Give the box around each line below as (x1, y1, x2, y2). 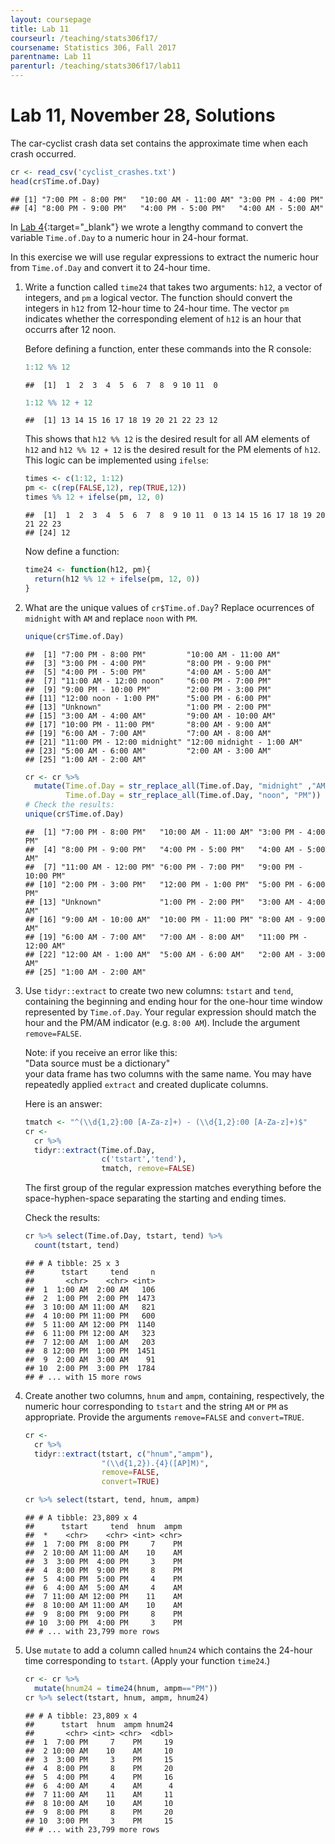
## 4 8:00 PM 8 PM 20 (24, 1763, 174, 1773)
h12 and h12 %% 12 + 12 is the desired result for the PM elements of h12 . (24, 444, 322, 456)
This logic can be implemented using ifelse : (24, 454, 209, 466)
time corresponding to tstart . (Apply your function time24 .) (24, 1655, 271, 1667)
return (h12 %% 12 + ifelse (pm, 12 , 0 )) (34, 574, 201, 584)
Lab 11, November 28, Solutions (10, 104, 276, 127)
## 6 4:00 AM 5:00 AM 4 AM (24, 1583, 183, 1593)
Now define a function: (24, 546, 120, 558)
